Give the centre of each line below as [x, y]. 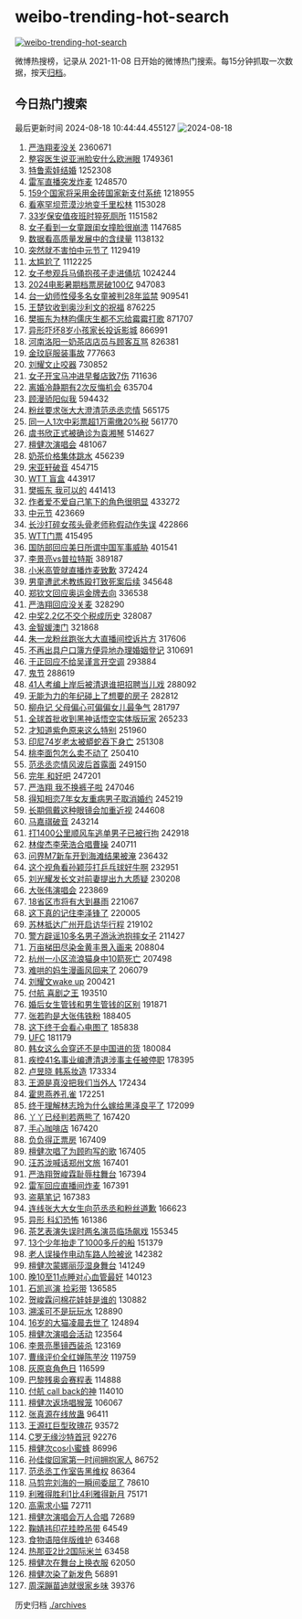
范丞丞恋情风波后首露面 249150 [87, 764]
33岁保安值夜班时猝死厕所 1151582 [93, 216]
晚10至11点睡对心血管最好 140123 [90, 1276]
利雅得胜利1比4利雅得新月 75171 [88, 1494]
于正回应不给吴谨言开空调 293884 [92, 661]
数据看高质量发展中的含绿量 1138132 [96, 239]
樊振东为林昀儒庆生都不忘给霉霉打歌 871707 [111, 318]
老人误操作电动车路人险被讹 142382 [95, 1253]
